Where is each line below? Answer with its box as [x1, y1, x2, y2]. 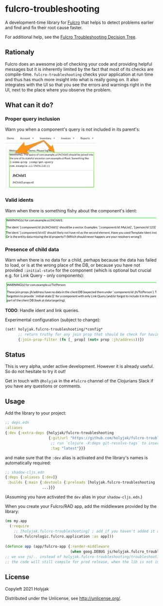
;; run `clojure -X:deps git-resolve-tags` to [50, 441, 147, 446]
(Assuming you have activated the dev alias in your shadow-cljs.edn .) [5, 494, 143, 500]
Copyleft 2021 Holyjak [5, 586, 49, 591]
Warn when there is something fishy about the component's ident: [5, 208, 137, 213]
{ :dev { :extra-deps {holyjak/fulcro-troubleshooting [5, 431, 114, 435]
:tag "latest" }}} [50, 446, 86, 450]
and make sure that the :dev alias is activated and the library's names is [5, 454, 148, 460]
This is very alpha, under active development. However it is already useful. [5, 364, 154, 369]
